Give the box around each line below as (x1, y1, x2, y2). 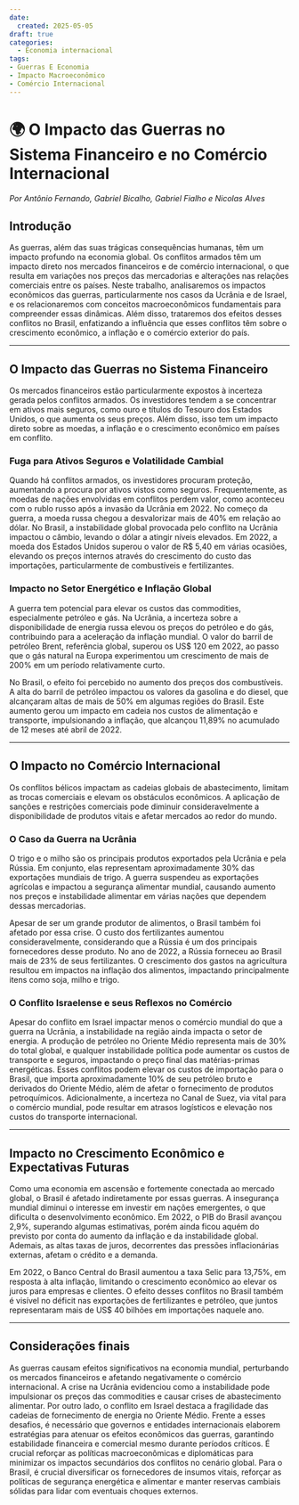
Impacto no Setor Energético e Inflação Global (9, 583, 212, 595)
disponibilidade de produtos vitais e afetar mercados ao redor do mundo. (9, 810, 278, 821)
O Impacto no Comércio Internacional (9, 758, 221, 773)
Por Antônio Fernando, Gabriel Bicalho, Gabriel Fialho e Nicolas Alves (9, 192, 265, 203)
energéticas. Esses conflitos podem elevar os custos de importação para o (9, 1064, 284, 1075)
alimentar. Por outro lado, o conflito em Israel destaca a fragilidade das (9, 1400, 269, 1411)
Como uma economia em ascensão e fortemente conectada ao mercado (9, 1183, 275, 1194)
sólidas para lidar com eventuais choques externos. (9, 1485, 198, 1496)
